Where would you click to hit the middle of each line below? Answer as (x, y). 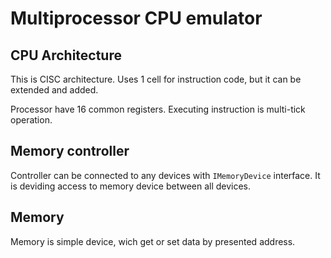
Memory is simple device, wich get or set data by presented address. (153, 241)
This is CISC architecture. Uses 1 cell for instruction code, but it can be (156, 79)
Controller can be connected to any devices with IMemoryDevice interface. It (165, 175)
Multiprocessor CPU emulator (136, 18)
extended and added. (54, 90)
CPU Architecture (66, 55)
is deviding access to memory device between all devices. (131, 186)
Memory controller (70, 151)
